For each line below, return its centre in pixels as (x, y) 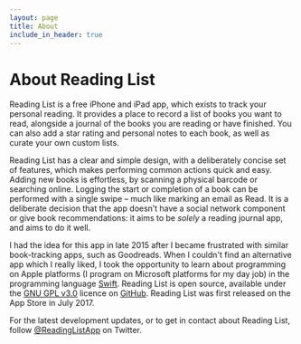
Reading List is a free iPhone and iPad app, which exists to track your (138, 104)
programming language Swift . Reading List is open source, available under (148, 284)
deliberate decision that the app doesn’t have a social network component (148, 208)
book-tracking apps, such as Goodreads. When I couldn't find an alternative (150, 255)
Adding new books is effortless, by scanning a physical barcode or (133, 180)
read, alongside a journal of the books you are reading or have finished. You (150, 124)
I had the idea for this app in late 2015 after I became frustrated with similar (149, 245)
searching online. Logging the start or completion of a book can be (134, 189)
